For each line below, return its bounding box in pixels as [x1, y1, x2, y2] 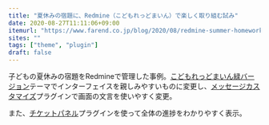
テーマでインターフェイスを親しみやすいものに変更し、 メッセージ [29, 81, 247, 91]
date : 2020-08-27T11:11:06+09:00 [8, 19, 120, 27]
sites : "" [8, 33, 42, 42]
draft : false [8, 49, 52, 57]
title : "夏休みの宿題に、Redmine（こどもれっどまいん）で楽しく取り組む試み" [8, 11, 239, 20]
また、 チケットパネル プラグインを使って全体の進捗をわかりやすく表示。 [8, 108, 247, 118]
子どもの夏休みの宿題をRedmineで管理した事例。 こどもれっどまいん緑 [8, 72, 241, 80]
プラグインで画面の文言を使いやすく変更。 [35, 92, 177, 100]
